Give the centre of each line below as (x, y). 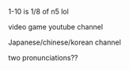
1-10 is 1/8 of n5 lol (38, 12)
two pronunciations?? (43, 58)
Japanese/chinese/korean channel (64, 42)
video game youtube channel (56, 27)
